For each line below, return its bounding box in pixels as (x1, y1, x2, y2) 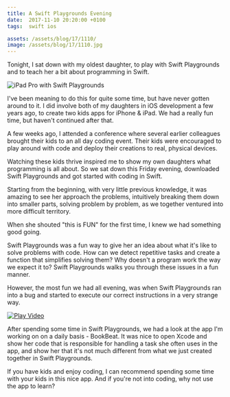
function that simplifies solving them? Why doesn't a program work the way (7, 256, 221, 264)
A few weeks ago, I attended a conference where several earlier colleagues (7, 130, 221, 138)
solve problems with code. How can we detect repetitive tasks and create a (7, 249, 220, 257)
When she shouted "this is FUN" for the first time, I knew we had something (7, 220, 221, 229)
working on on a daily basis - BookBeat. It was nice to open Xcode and (7, 332, 207, 341)
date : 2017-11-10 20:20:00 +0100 (7, 16, 106, 23)
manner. (7, 271, 31, 279)
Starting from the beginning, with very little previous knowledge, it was (7, 185, 207, 194)
